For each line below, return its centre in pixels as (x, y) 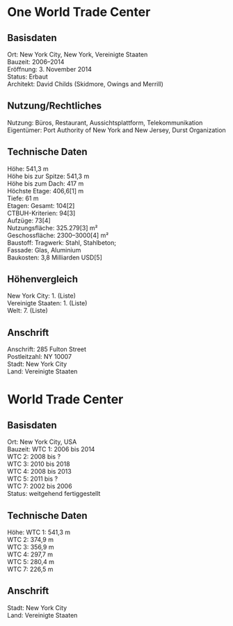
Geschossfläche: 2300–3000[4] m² (58, 235)
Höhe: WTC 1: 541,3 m (39, 532)
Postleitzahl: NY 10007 (39, 357)
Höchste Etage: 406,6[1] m (46, 191)
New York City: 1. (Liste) (42, 296)
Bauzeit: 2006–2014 (36, 62)
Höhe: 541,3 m (28, 168)
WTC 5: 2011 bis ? (32, 479)
